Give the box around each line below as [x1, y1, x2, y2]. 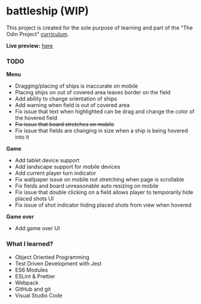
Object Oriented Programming [14, 254, 90, 261]
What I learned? [6, 240, 54, 248]
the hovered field [14, 114, 58, 121]
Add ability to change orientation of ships [14, 95, 117, 103]
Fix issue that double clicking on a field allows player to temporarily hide [14, 189, 194, 196]
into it [14, 133, 29, 141]
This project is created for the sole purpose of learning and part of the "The [6, 24, 193, 31]
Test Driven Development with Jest [14, 260, 102, 267]
